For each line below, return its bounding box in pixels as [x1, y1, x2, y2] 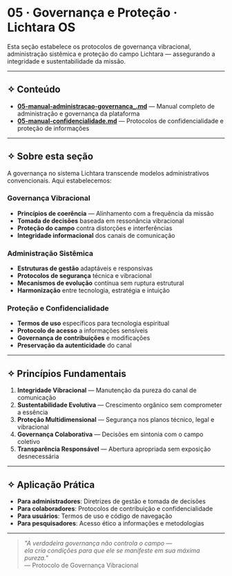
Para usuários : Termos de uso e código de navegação [17, 512, 173, 520]
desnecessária [17, 452, 59, 461]
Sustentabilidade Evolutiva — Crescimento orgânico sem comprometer [17, 401, 222, 409]
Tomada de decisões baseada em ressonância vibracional [17, 216, 184, 225]
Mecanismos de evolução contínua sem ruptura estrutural [17, 279, 184, 288]
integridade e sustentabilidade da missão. [7, 57, 126, 65]
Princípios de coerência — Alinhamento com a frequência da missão [17, 209, 214, 217]
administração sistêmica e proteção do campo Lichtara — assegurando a [7, 50, 215, 58]
